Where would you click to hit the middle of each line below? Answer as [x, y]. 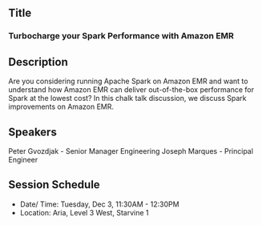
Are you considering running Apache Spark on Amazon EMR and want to [128, 81]
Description [38, 62]
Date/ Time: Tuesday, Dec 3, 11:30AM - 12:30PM [99, 204]
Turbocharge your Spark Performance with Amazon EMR [121, 36]
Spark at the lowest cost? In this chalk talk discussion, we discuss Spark [127, 98]
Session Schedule [54, 185]
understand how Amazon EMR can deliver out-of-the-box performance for [131, 90]
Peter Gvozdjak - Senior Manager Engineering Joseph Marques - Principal [131, 151]
